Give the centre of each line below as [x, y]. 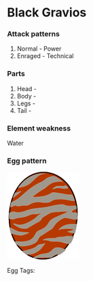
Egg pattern [27, 161]
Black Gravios [47, 13]
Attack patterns [33, 34]
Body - [26, 96]
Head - [27, 89]
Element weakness [39, 128]
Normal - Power [39, 49]
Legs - [26, 103]
